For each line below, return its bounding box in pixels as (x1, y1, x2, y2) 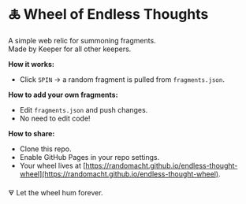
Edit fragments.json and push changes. (19, 105, 148, 114)
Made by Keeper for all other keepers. (8, 44, 132, 54)
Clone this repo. (19, 144, 72, 154)
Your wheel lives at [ (19, 161, 86, 170)
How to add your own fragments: (8, 90, 118, 99)
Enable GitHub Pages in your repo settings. (19, 152, 160, 161)
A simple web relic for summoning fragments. (8, 35, 156, 45)
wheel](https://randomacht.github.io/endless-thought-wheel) (19, 169, 219, 179)
